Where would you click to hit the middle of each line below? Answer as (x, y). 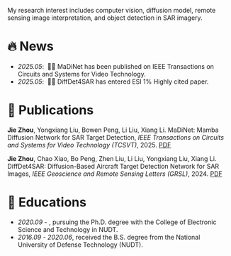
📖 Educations (47, 202)
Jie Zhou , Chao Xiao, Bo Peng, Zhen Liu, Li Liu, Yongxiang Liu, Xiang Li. (112, 158)
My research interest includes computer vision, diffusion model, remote (112, 10)
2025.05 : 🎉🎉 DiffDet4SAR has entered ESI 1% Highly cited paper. (113, 82)
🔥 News (31, 46)
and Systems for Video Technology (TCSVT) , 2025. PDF (89, 145)
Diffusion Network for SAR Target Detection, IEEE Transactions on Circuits (116, 137)
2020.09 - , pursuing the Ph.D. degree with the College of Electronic (117, 222)
